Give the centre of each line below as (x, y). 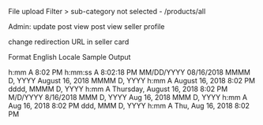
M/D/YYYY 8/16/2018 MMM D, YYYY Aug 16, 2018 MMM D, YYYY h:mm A (128, 97)
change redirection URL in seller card (69, 42)
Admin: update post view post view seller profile (86, 26)
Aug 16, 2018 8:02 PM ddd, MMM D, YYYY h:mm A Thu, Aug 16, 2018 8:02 (129, 106)
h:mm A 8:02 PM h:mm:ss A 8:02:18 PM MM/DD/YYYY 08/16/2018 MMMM (130, 72)
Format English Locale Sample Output (70, 57)
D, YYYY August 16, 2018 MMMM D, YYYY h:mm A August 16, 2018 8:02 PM (131, 81)
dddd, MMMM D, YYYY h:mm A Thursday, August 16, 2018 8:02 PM (118, 89)
